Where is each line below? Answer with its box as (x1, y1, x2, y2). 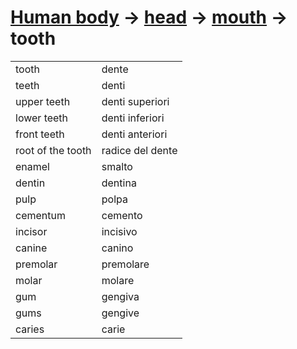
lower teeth (15, 111, 69, 125)
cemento (101, 208, 143, 222)
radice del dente (101, 143, 178, 157)
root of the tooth (15, 143, 92, 157)
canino (101, 241, 134, 255)
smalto (101, 159, 133, 173)
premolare (101, 257, 150, 271)
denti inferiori (101, 111, 165, 125)
